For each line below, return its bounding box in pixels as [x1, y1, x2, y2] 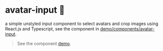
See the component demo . [17, 40, 71, 46]
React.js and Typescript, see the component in [5, 25, 100, 31]
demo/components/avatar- [100, 25, 155, 31]
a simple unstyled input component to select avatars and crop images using [5, 21, 159, 26]
